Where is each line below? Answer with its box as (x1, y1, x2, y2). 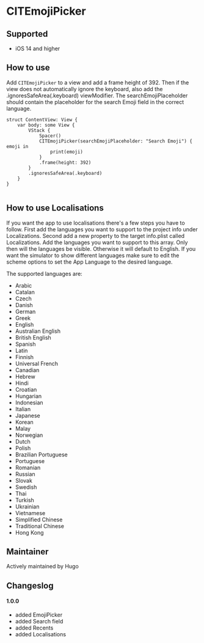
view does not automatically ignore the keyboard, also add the (6, 85, 163, 92)
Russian (15, 470, 35, 478)
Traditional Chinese (15, 522, 64, 530)
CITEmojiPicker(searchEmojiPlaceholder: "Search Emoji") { (38, 138, 192, 144)
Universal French (15, 360, 59, 367)
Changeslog (6, 580, 54, 591)
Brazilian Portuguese (15, 451, 68, 458)
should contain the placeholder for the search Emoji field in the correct (6, 98, 184, 105)
